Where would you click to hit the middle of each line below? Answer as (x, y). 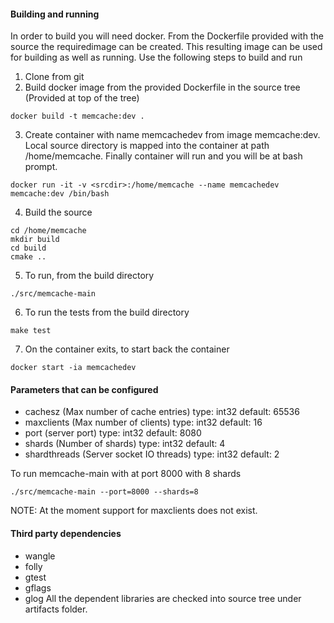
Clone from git (54, 77)
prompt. (41, 167)
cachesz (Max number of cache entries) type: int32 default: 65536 (162, 412)
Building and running (55, 14)
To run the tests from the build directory (107, 312)
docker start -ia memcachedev (73, 368)
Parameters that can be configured (84, 389)
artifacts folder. (56, 609)
